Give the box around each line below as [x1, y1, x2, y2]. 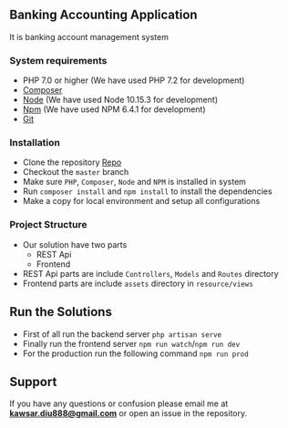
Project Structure [9, 219, 87, 231]
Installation [9, 137, 61, 149]
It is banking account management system [9, 31, 169, 42]
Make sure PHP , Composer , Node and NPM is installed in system [22, 177, 246, 188]
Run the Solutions [9, 304, 112, 320]
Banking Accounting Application [9, 7, 198, 23]
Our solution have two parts [22, 239, 128, 250]
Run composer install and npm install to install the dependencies [22, 186, 273, 197]
